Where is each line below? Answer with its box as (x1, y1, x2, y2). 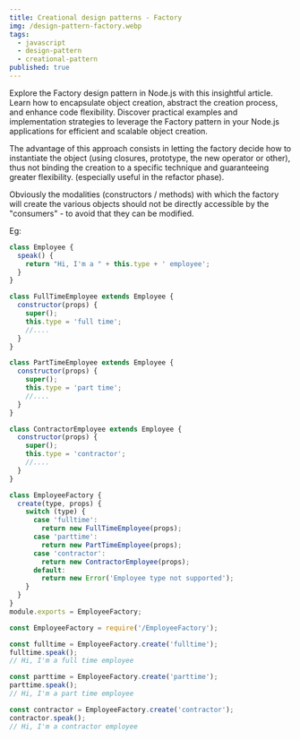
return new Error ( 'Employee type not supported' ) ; (41, 574, 235, 583)
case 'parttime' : (32, 532, 99, 541)
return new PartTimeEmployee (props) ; (41, 540, 182, 549)
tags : (9, 30, 30, 39)
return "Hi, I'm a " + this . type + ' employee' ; (25, 259, 210, 269)
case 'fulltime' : (32, 516, 99, 525)
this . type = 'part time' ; (25, 383, 123, 392)
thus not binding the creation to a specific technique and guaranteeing (9, 162, 270, 173)
